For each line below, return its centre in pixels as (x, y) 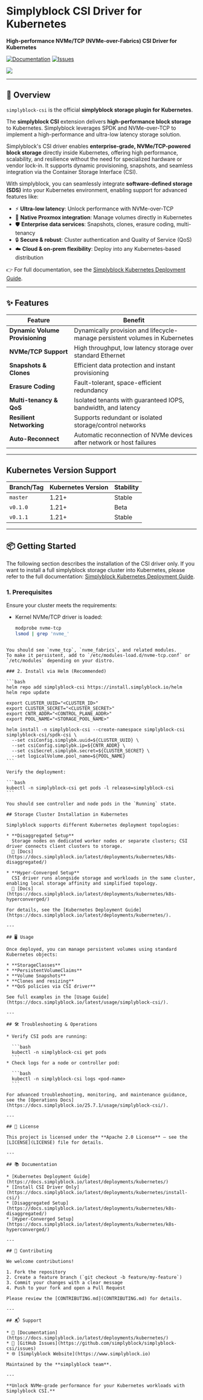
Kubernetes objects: (32, 955)
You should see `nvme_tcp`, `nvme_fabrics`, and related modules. (92, 650)
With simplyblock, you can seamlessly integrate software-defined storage (99, 184)
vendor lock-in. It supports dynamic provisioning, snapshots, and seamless (100, 165)
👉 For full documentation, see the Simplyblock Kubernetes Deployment (96, 269)
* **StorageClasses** (34, 965)
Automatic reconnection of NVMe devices (134, 435)
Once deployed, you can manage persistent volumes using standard (92, 950)
